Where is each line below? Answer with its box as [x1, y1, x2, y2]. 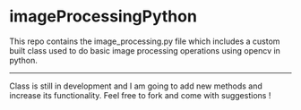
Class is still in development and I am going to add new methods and [9, 80, 262, 91]
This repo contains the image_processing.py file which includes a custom [9, 36, 280, 47]
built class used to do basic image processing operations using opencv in [9, 45, 280, 55]
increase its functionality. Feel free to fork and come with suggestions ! [9, 89, 271, 100]
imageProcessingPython [9, 6, 197, 27]
